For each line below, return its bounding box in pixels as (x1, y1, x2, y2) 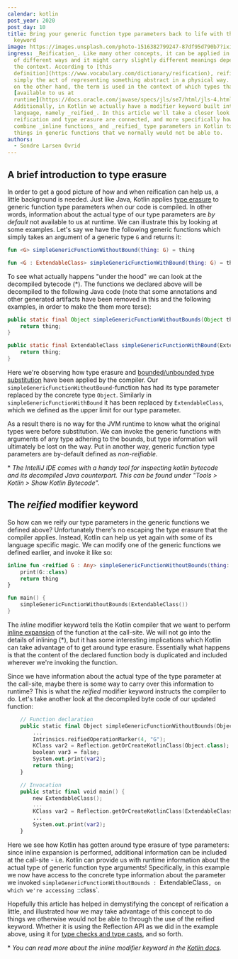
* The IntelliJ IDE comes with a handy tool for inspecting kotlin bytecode (7, 463, 218, 472)
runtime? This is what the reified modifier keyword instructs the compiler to (7, 686, 227, 696)
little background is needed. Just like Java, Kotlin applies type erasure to (7, 194, 220, 203)
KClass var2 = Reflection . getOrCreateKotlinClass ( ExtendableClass (33, 808, 233, 815)
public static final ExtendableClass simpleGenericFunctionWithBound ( (7, 342, 220, 349)
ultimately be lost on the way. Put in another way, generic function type (7, 442, 215, 451)
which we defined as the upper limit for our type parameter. (7, 405, 181, 414)
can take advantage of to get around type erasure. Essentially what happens (7, 643, 230, 652)
